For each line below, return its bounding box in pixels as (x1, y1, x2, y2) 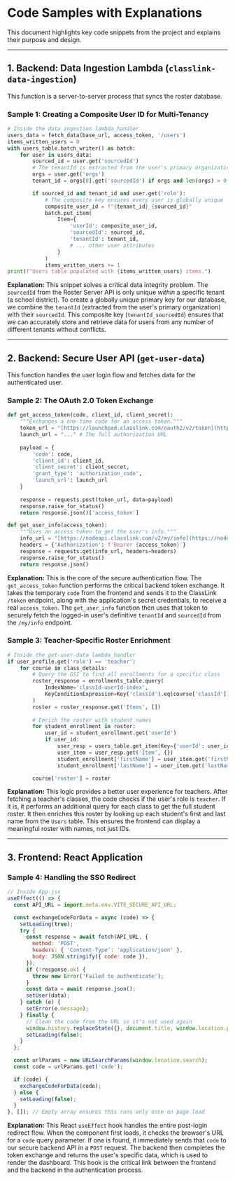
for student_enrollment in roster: (32, 723, 136, 730)
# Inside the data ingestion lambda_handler (7, 125, 139, 132)
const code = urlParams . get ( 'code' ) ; (13, 1063, 124, 1070)
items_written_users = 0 (7, 138, 80, 145)
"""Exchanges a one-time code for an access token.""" (20, 418, 183, 425)
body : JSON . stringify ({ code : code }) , (32, 953, 149, 960)
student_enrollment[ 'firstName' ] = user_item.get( (57, 755, 208, 762)
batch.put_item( (44, 209, 92, 216)
